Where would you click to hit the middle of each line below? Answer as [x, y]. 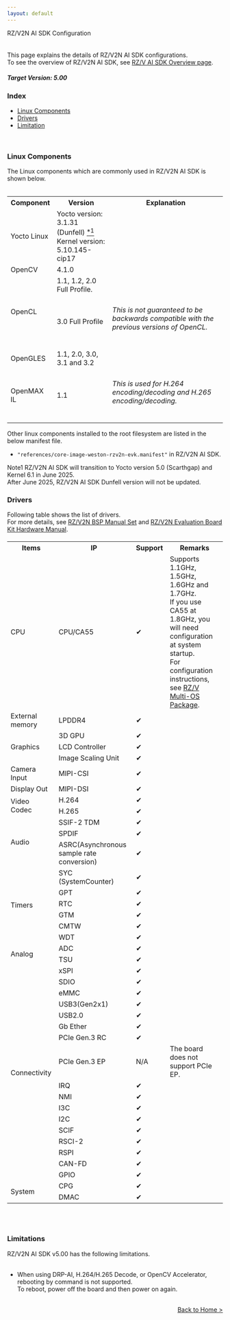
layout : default [30, 13]
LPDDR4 [72, 720]
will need [184, 627]
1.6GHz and [189, 585]
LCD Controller [82, 746]
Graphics [25, 746]
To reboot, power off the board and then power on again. [97, 1289]
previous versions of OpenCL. [160, 327]
